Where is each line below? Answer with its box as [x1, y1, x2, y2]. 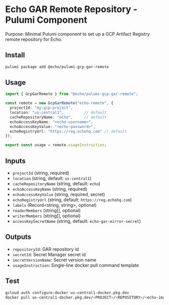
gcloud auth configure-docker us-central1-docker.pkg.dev [5, 290, 129, 295]
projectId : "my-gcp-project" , [10, 105, 73, 110]
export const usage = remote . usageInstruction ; [5, 143, 107, 148]
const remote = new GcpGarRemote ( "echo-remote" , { [5, 101, 114, 106]
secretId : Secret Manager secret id [12, 251, 86, 258]
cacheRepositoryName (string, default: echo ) [12, 180, 101, 187]
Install [5, 51, 25, 59]
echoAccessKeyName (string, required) [12, 186, 88, 192]
